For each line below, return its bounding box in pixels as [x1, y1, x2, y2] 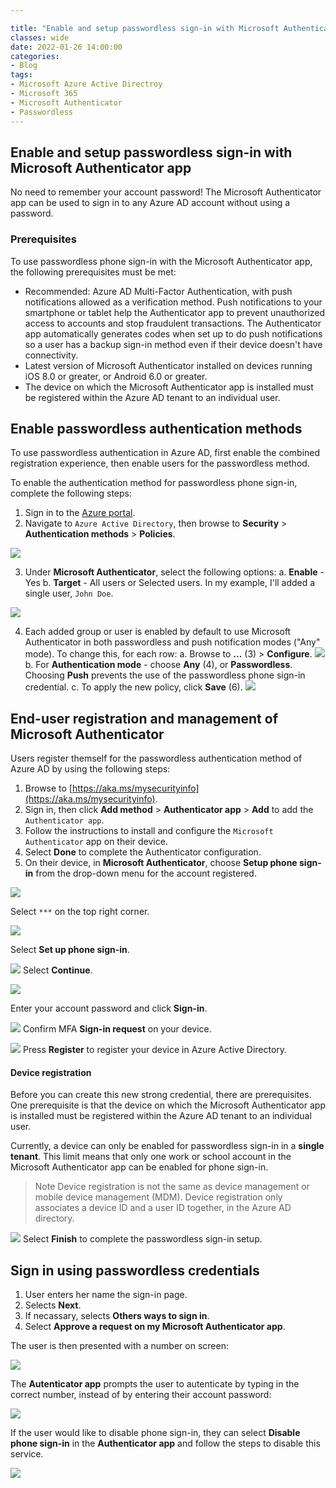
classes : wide [10, 32, 70, 43]
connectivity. [24, 349, 79, 361]
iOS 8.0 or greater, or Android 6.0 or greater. [24, 370, 208, 382]
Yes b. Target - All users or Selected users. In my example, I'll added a [24, 577, 316, 589]
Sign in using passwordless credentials [10, 1262, 260, 1279]
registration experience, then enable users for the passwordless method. [10, 457, 310, 470]
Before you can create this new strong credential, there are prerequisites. [10, 1089, 312, 1101]
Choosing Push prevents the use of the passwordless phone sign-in [24, 669, 306, 681]
